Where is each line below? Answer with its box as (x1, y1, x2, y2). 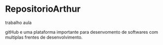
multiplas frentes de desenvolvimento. (5, 34, 83, 40)
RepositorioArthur (5, 3, 81, 15)
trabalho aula (5, 20, 32, 25)
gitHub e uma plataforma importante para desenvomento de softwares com (5, 29, 159, 35)
